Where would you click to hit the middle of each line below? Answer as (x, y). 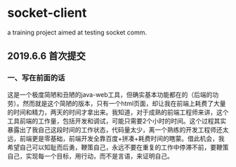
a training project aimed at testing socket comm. (77, 32)
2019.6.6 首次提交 (46, 56)
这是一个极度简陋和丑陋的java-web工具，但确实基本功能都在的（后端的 (110, 94)
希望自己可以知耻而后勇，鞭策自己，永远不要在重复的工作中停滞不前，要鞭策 (118, 147)
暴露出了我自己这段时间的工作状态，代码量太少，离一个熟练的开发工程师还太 (118, 129)
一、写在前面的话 (36, 78)
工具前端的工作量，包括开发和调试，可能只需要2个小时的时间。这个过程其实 (117, 121)
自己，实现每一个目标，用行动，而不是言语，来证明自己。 (90, 156)
